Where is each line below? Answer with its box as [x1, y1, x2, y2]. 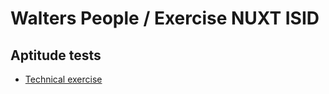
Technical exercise [24, 73, 103, 85]
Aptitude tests [10, 47, 102, 64]
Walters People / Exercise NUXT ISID [10, 7, 320, 30]
